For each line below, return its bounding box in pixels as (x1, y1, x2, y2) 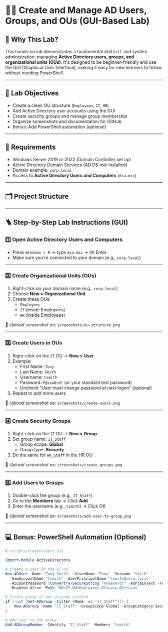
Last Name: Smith (19, 368, 56, 374)
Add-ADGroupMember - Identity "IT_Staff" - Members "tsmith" (5, 622, 131, 627)
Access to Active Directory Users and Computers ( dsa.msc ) (12, 172, 136, 178)
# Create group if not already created (5, 594, 88, 599)
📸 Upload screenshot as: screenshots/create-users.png (5, 400, 120, 406)
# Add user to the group (5, 617, 57, 622)
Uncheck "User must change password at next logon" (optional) (19, 385, 152, 391)
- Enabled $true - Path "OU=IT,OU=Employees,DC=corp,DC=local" (9, 585, 140, 590)
